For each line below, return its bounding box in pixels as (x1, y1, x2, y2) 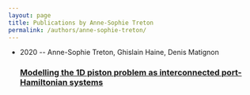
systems (69, 77, 104, 88)
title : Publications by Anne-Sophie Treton (8, 19, 154, 27)
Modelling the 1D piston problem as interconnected (19, 68, 220, 79)
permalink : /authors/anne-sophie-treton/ (8, 26, 147, 34)
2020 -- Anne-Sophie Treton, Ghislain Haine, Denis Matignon (19, 48, 220, 57)
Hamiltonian (19, 77, 68, 88)
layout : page (8, 11, 51, 20)
